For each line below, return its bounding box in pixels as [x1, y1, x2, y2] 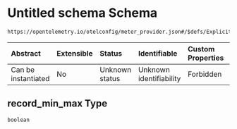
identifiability [138, 73, 181, 83]
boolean [7, 116, 30, 123]
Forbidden [188, 69, 222, 79]
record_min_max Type [7, 97, 108, 110]
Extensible [56, 48, 93, 58]
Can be [11, 65, 35, 75]
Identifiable [138, 48, 178, 58]
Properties [188, 53, 224, 63]
